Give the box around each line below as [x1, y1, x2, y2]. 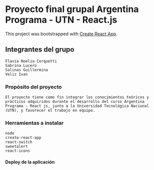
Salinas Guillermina [5, 67, 49, 72]
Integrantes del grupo [5, 45, 74, 54]
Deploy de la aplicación [5, 159, 55, 165]
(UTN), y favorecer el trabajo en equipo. [5, 108, 95, 113]
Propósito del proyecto [5, 83, 62, 90]
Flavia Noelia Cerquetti [5, 59, 57, 64]
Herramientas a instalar [5, 119, 64, 126]
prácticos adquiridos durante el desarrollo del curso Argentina [5, 99, 144, 104]
